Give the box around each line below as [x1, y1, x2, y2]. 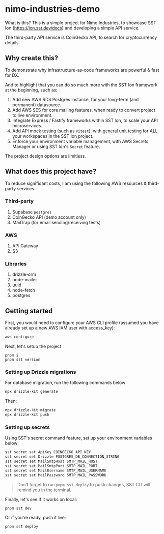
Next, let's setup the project [5, 343, 61, 350]
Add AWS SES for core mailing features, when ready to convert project [12, 107, 156, 113]
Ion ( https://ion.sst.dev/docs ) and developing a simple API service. [5, 25, 140, 30]
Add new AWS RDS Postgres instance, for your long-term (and [12, 96, 139, 102]
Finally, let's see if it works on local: [5, 496, 77, 502]
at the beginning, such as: [5, 87, 57, 93]
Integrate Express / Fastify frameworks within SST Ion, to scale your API [12, 117, 158, 123]
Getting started [5, 306, 53, 315]
